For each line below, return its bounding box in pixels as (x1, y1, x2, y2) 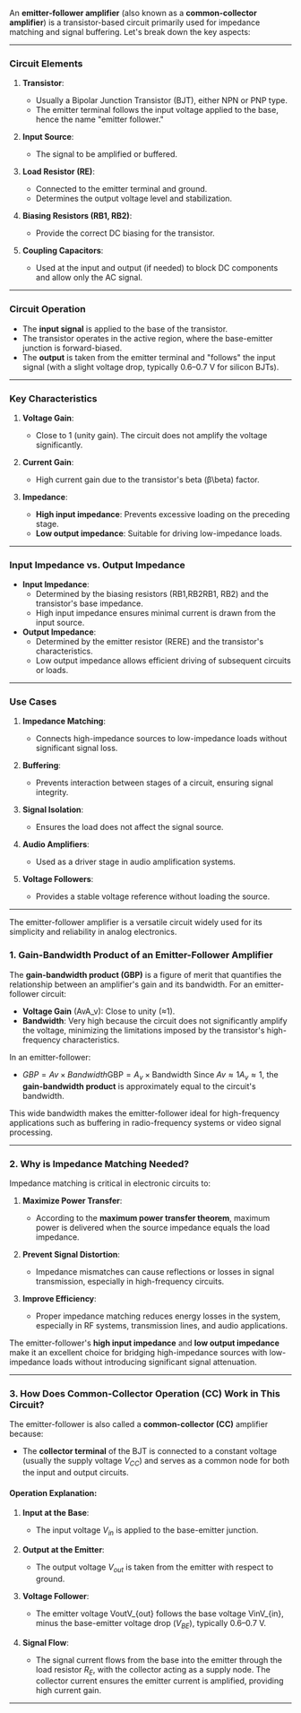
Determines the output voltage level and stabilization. (35, 193, 233, 204)
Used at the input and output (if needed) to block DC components (35, 263, 279, 273)
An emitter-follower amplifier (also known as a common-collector (9, 8, 257, 18)
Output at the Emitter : (21, 1544, 105, 1554)
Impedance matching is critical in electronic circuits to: (9, 1178, 211, 1189)
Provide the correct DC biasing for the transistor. (35, 228, 215, 238)
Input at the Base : (21, 1508, 90, 1518)
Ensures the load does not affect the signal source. (35, 822, 224, 833)
